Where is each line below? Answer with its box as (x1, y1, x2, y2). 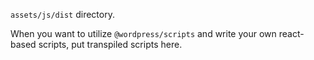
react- (278, 28, 305, 39)
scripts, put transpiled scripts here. (38, 39, 183, 50)
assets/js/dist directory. (10, 9, 115, 20)
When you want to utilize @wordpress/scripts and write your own (10, 28, 277, 39)
